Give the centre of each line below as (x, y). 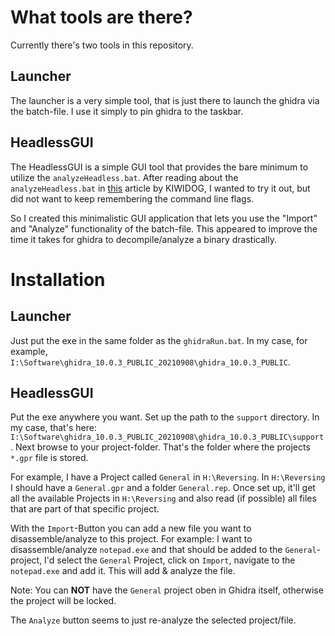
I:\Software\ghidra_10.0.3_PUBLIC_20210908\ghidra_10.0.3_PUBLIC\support (167, 437)
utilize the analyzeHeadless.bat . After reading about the (124, 177)
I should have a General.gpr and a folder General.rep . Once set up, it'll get (163, 488)
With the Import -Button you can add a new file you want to (131, 528)
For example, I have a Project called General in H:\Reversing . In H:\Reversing (168, 477)
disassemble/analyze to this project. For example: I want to (131, 539)
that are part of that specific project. (85, 509)
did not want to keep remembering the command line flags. (132, 198)
